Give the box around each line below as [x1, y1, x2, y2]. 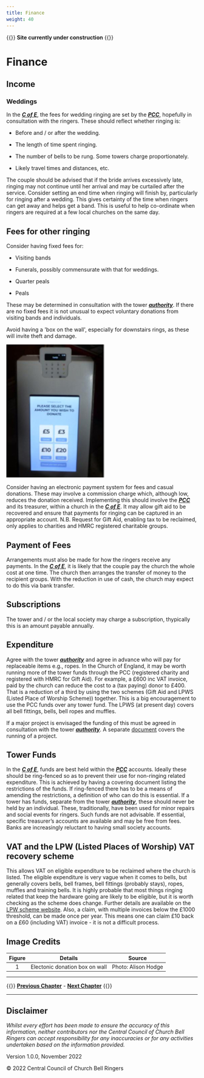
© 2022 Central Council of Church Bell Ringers [6, 1065, 124, 1072]
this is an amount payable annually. [6, 622, 94, 629]
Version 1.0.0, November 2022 [6, 1053, 82, 1060]
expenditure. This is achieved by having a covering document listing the [6, 778, 186, 786]
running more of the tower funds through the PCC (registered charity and [6, 668, 189, 676]
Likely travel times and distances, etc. [15, 165, 110, 172]
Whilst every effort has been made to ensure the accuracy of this [6, 1021, 170, 1029]
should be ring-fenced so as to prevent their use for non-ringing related [6, 772, 186, 780]
